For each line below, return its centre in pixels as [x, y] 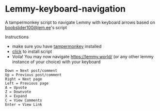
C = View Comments [24, 100]
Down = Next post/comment [31, 71]
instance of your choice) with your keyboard [56, 62]
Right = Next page [24, 79]
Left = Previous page [27, 83]
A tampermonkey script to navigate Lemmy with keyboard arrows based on [80, 22]
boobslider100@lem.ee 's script [36, 27]
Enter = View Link [24, 104]
